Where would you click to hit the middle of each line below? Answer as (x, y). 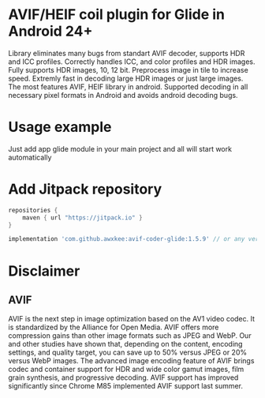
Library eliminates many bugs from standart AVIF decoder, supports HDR (127, 53)
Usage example (60, 127)
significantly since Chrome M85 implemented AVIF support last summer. (125, 386)
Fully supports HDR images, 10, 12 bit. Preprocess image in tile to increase (128, 69)
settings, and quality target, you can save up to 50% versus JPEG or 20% (127, 352)
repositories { (33, 210)
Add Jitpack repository (85, 189)
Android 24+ (50, 31)
